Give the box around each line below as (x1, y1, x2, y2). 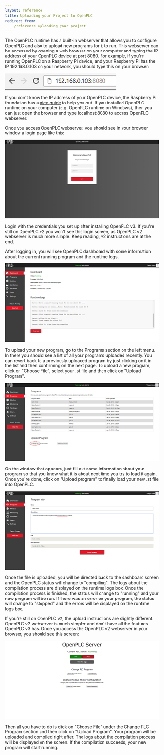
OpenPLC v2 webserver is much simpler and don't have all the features (5, 621, 148, 626)
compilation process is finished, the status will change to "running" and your (5, 590, 159, 596)
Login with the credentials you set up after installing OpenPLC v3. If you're (5, 223, 155, 229)
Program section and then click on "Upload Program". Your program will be (5, 729, 156, 734)
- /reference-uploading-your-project (9, 24, 86, 28)
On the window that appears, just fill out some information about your (5, 466, 145, 472)
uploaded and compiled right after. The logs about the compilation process (5, 734, 156, 740)
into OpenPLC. (5, 481, 34, 488)
